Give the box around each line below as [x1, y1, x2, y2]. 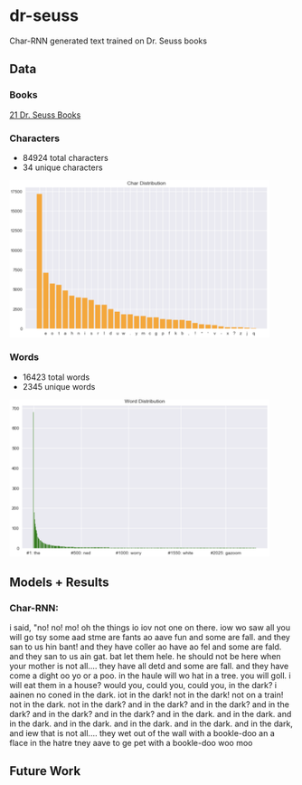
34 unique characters [22, 162, 103, 173]
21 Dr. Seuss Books [9, 109, 81, 120]
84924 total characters [22, 152, 109, 163]
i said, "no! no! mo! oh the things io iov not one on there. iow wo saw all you [9, 622, 291, 633]
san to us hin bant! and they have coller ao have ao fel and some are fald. [9, 641, 282, 652]
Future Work [9, 763, 81, 779]
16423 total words [22, 372, 90, 383]
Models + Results [9, 574, 110, 590]
